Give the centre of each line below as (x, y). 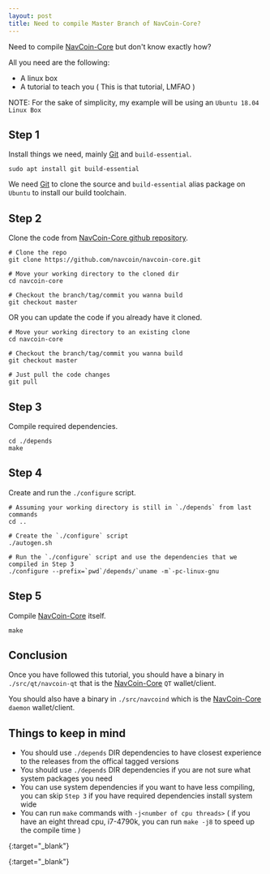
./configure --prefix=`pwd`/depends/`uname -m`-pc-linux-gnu (114, 571)
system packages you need (66, 778)
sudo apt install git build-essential (74, 169)
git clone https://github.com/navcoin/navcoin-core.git (105, 260)
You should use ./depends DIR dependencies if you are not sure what (135, 770)
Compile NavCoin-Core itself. (58, 615)
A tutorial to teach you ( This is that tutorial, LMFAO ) (108, 87)
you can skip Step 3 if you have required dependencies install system (136, 796)
